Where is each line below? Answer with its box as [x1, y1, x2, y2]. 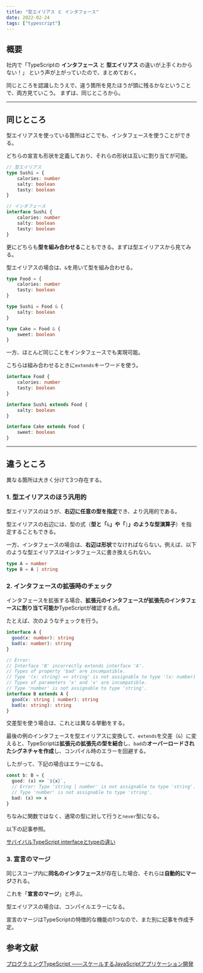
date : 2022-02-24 [6, 15, 50, 21]
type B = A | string [6, 566, 59, 573]
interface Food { [6, 374, 50, 380]
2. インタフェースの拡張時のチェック [6, 582, 113, 590]
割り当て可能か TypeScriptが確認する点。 [22, 604, 124, 612]
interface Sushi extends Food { [6, 401, 88, 408]
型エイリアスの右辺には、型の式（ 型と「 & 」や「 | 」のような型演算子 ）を [6, 520, 187, 528]
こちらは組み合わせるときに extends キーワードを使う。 [6, 362, 142, 369]
